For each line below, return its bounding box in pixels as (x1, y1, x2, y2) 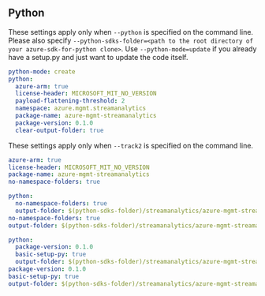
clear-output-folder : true (15, 126, 104, 134)
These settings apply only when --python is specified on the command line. (8, 27, 254, 36)
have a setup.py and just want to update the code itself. (8, 52, 188, 62)
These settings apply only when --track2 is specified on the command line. (8, 141, 254, 150)
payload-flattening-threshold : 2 (15, 97, 125, 105)
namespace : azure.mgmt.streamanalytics (15, 104, 147, 113)
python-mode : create (8, 67, 77, 76)
